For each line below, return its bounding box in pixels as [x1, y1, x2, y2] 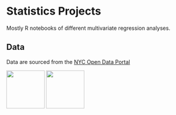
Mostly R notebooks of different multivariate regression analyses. [6, 24, 170, 32]
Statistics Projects [6, 4, 101, 18]
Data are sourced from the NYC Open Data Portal [6, 58, 130, 65]
